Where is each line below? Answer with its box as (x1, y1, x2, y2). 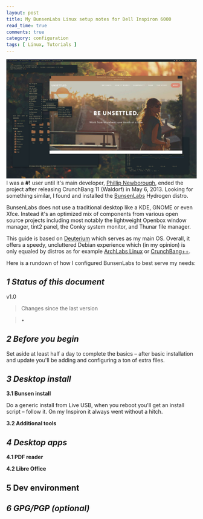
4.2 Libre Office (6, 465, 47, 472)
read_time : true (6, 22, 47, 28)
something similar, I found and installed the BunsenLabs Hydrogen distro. (6, 192, 188, 199)
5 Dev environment (6, 483, 80, 493)
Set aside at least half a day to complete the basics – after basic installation (6, 350, 193, 357)
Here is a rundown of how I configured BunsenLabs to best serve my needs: (6, 259, 196, 266)
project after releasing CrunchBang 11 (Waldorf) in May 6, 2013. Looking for (6, 186, 193, 193)
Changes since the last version (21, 304, 98, 312)
